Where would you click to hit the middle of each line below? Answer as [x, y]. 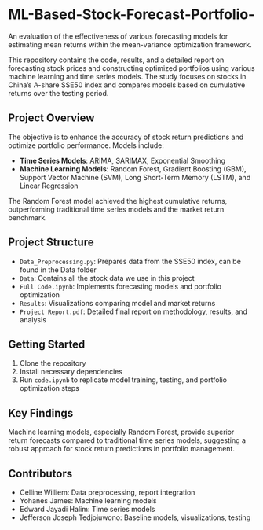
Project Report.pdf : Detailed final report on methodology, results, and [133, 311]
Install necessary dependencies [71, 372]
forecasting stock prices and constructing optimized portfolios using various [131, 68]
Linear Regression [49, 186]
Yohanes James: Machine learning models [88, 501]
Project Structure [51, 243]
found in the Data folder [58, 270]
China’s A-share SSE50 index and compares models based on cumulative [127, 85]
